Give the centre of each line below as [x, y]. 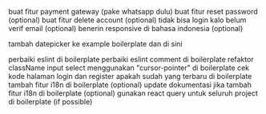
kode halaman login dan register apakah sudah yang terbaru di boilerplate [130, 76]
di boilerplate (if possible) [50, 102]
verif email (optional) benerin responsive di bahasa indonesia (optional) [126, 28]
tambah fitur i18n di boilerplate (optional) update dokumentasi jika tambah [130, 85]
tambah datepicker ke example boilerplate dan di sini [95, 44]
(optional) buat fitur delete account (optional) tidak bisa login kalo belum [127, 20]
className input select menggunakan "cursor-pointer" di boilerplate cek [129, 68]
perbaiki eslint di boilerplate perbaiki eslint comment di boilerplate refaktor [131, 59]
